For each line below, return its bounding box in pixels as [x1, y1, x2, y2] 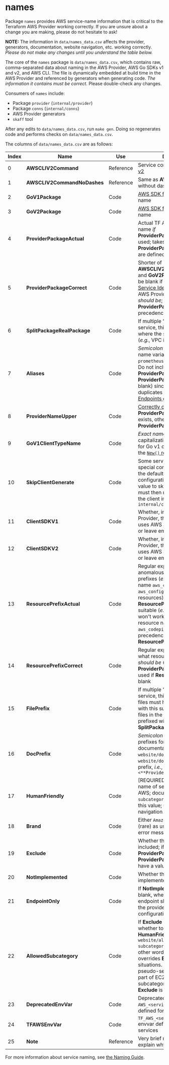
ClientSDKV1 [26, 518, 59, 525]
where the [138, 330, 162, 337]
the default [138, 470, 164, 477]
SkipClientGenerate [26, 479, 74, 486]
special [138, 463, 155, 471]
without [138, 182, 156, 189]
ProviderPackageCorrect [26, 284, 87, 291]
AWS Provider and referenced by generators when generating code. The [5, 75, 156, 81]
